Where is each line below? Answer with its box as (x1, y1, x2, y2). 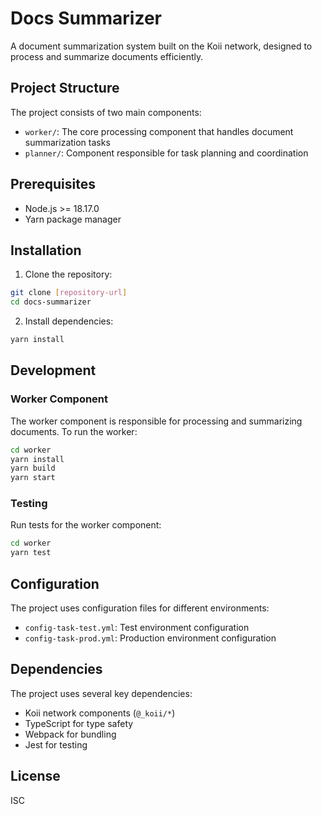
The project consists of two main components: (10, 106, 202, 118)
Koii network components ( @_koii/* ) (24, 707, 176, 719)
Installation (10, 242, 82, 259)
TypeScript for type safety (24, 717, 134, 729)
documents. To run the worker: (10, 425, 138, 437)
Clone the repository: (24, 268, 113, 281)
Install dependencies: (24, 315, 114, 327)
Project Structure (10, 80, 120, 97)
